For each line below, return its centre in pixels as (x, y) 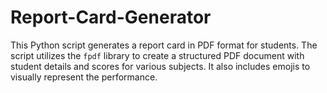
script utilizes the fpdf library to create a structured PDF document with (157, 55)
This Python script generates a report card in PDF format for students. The (164, 45)
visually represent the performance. (84, 77)
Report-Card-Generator (111, 17)
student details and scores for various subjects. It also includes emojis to (160, 66)
